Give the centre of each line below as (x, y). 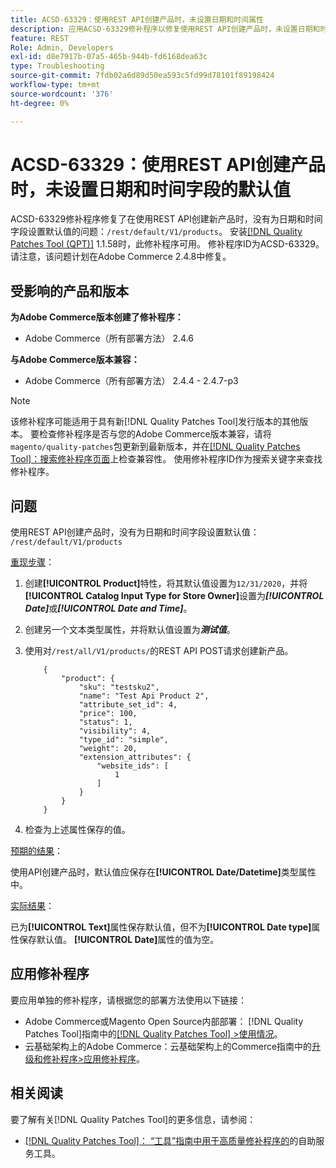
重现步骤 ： (32, 562)
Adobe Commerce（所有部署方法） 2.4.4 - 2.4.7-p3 (131, 381)
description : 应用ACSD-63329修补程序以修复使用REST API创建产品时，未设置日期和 (165, 29)
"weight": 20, (108, 749)
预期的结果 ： (36, 851)
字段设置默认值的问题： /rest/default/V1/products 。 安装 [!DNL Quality (156, 232)
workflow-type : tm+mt (55, 85)
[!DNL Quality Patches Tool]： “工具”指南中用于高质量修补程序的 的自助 (170, 1140)
